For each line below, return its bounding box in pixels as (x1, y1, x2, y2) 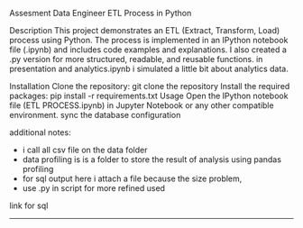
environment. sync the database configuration (9, 110, 181, 120)
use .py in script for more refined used (22, 183, 165, 193)
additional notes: (9, 127, 71, 138)
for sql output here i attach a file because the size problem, (22, 173, 243, 184)
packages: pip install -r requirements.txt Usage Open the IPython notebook (9, 90, 289, 101)
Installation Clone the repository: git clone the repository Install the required (9, 81, 290, 91)
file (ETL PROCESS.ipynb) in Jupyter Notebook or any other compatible (9, 100, 274, 111)
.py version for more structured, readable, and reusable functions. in (9, 54, 263, 64)
